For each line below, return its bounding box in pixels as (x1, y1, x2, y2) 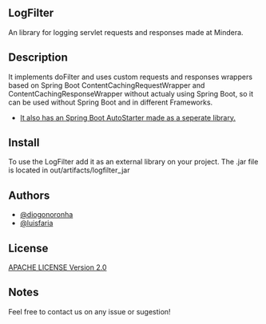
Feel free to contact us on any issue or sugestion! (8, 306, 171, 316)
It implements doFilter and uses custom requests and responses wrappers (8, 72, 253, 81)
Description (8, 51, 68, 65)
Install (8, 136, 40, 150)
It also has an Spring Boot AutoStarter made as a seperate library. (19, 113, 236, 122)
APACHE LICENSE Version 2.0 (8, 263, 107, 272)
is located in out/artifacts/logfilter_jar (8, 165, 130, 175)
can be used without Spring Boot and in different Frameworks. (8, 97, 213, 107)
